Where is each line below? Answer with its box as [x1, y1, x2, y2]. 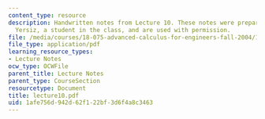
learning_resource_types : [8, 48, 93, 56]
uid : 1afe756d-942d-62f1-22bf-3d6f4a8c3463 [8, 99, 154, 106]
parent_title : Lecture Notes [8, 70, 104, 78]
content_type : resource [8, 11, 87, 20]
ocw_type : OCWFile [8, 63, 69, 70]
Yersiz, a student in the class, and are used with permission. [15, 26, 231, 34]
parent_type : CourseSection [8, 77, 101, 85]
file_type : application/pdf [8, 41, 101, 49]
